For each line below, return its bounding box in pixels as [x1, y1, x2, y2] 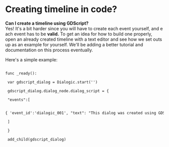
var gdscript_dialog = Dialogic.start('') [7, 80, 98, 85]
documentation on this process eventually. [5, 47, 93, 53]
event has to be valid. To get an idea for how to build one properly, [14, 31, 152, 37]
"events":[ [7, 97, 30, 102]
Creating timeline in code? [5, 4, 117, 15]
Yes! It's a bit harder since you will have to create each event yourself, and [5, 25, 159, 31]
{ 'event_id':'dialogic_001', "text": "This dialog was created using [5, 110, 156, 115]
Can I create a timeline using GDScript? [5, 20, 89, 26]
